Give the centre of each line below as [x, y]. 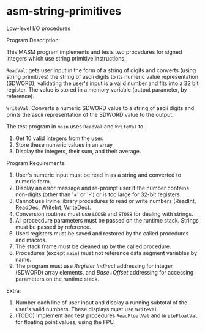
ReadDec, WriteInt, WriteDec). [53, 207]
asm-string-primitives [64, 11]
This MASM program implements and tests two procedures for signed [94, 52]
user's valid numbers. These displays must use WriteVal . [87, 309]
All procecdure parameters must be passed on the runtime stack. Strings [107, 220]
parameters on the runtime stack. [57, 279]
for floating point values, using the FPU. [65, 322]
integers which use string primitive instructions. [66, 58]
